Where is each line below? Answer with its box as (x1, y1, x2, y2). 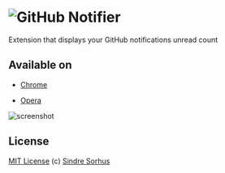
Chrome (19, 79, 48, 89)
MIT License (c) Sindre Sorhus (8, 156, 110, 166)
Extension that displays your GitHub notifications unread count (8, 35, 219, 44)
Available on (8, 58, 72, 72)
